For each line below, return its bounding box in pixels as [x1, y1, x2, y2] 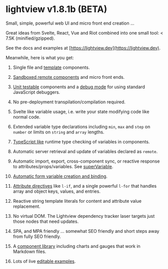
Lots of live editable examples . [12, 258, 76, 264]
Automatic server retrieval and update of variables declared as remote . [12, 148, 158, 154]
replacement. [12, 203, 40, 209]
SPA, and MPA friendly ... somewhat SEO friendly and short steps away [12, 228, 159, 234]
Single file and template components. [12, 64, 90, 70]
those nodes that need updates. [12, 218, 79, 224]
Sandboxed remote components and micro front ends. [12, 74, 125, 80]
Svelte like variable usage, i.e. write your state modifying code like [12, 108, 149, 114]
